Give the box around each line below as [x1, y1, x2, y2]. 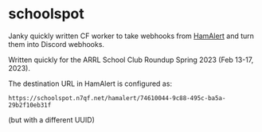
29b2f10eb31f [8, 101, 52, 109]
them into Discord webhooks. [8, 39, 105, 49]
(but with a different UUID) [8, 115, 96, 124]
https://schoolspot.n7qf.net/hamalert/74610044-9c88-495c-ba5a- [8, 94, 226, 102]
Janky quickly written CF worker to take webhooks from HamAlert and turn [8, 31, 255, 41]
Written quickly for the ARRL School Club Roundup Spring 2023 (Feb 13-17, [8, 55, 254, 64]
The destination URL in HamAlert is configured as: [8, 79, 173, 88]
